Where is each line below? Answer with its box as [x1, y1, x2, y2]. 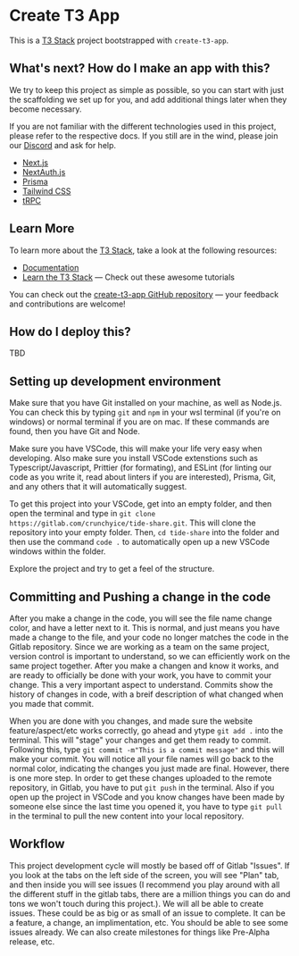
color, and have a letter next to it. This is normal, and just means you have [9, 623, 280, 633]
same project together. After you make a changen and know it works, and [9, 660, 279, 671]
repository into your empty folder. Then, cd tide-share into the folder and [9, 527, 279, 538]
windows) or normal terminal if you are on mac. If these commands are [9, 416, 270, 427]
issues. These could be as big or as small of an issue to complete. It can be [9, 908, 286, 918]
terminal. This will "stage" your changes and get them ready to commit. [9, 734, 271, 745]
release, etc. [9, 935, 55, 947]
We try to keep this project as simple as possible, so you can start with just [9, 84, 284, 95]
